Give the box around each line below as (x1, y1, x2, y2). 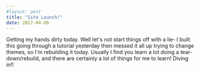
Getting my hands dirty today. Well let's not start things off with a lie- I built (6, 36, 190, 43)
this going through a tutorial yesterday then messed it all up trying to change (6, 42, 194, 49)
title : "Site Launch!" (6, 14, 63, 20)
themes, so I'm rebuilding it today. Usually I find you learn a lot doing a (6, 49, 179, 56)
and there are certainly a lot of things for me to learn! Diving (41, 55, 189, 62)
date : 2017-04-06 (6, 20, 50, 26)
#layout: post (6, 8, 42, 15)
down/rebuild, (6, 55, 41, 62)
